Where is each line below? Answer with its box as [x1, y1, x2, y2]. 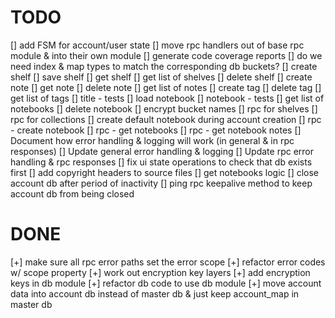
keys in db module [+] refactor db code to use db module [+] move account [10, 277, 322, 289]
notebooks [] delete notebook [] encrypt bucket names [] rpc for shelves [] [10, 102, 318, 115]
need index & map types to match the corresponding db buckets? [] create [10, 60, 318, 72]
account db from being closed [10, 187, 135, 200]
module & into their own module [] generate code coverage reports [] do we [10, 49, 323, 61]
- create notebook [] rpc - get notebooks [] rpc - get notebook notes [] [10, 124, 302, 136]
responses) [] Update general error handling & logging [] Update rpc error [10, 145, 314, 157]
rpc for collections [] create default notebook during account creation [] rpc [10, 113, 322, 125]
